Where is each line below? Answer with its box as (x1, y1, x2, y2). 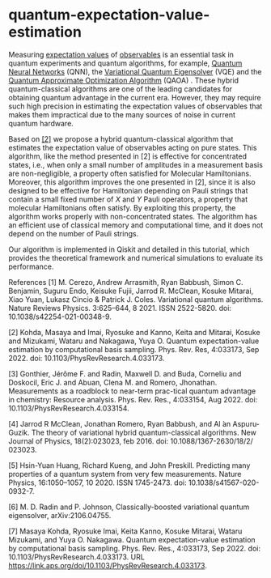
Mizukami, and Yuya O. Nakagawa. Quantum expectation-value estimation (8, 534, 256, 544)
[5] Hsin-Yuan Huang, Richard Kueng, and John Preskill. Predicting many (8, 460, 251, 470)
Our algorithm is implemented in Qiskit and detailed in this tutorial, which (8, 244, 250, 254)
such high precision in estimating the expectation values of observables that (8, 101, 263, 111)
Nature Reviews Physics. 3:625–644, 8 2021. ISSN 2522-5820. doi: (8, 303, 232, 312)
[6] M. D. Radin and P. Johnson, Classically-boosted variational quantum (8, 502, 250, 512)
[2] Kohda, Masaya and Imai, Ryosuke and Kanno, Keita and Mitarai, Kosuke (8, 327, 260, 337)
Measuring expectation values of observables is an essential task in (8, 49, 235, 59)
